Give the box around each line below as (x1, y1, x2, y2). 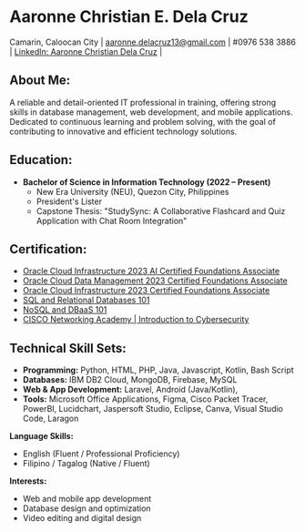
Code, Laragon (22, 413, 79, 425)
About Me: (9, 73, 71, 88)
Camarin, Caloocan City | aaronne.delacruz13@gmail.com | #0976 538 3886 (9, 36, 296, 47)
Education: (9, 152, 73, 168)
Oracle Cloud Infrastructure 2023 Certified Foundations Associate (22, 285, 270, 296)
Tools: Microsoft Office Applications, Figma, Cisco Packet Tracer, (22, 394, 269, 404)
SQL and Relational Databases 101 (22, 294, 150, 306)
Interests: (9, 476, 47, 486)
